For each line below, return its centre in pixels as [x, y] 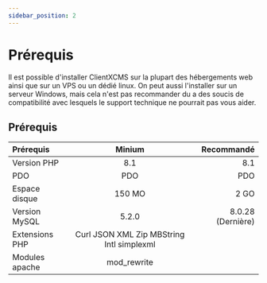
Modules [29, 258]
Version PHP [36, 163]
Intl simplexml [130, 245]
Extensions [33, 235]
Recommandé [228, 149]
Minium [130, 149]
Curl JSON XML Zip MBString [130, 235]
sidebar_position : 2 [43, 16]
